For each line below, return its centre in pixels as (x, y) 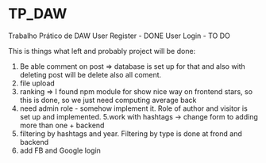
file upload (37, 83)
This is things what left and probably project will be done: (102, 51)
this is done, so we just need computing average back (108, 100)
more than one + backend (62, 125)
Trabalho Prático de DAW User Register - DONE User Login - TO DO (119, 36)
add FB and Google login (60, 150)
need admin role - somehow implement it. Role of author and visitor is (133, 108)
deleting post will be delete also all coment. (91, 74)
